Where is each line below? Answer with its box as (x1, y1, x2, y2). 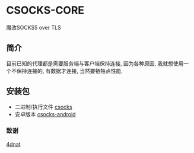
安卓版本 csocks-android (14, 110, 76, 117)
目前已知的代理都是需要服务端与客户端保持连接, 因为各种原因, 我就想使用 (6, 60, 184, 67)
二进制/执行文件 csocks (14, 103, 72, 110)
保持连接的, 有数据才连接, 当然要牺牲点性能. (16, 67, 123, 74)
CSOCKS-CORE (6, 4, 85, 17)
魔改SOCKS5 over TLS (6, 24, 61, 31)
